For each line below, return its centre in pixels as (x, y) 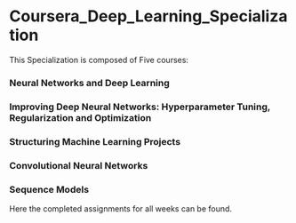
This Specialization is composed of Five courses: (99, 60)
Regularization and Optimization (80, 117)
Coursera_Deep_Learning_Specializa (148, 16)
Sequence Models (49, 189)
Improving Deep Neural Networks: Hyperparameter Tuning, (140, 107)
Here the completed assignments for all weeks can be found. (121, 208)
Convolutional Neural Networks (79, 165)
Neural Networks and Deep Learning (90, 83)
